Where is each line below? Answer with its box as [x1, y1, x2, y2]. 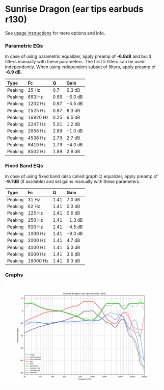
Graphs [5, 271, 23, 278]
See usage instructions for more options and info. [5, 30, 106, 36]
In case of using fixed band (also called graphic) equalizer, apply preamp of [5, 173, 158, 180]
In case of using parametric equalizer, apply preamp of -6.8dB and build [5, 53, 151, 59]
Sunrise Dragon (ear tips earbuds [5, 3, 144, 15]
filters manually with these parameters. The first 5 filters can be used [5, 59, 145, 65]
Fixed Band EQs [5, 162, 43, 169]
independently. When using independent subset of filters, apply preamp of [5, 64, 156, 70]
